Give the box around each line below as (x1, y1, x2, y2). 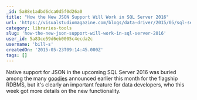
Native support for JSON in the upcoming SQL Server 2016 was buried (6, 68, 176, 75)
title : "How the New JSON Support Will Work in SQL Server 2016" (6, 14, 169, 20)
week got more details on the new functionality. (6, 87, 121, 94)
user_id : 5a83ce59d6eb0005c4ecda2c (6, 36, 93, 42)
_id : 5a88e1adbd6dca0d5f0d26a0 (6, 8, 83, 15)
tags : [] (6, 52, 28, 58)
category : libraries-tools (6, 25, 72, 31)
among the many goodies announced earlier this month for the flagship (6, 75, 178, 82)
